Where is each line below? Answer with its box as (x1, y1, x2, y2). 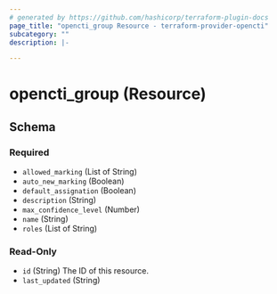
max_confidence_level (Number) (21, 204, 141, 215)
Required (9, 146, 50, 159)
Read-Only (9, 246, 58, 258)
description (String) (21, 195, 96, 206)
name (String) (21, 214, 69, 225)
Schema (9, 119, 56, 135)
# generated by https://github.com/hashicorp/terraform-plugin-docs (9, 12, 269, 22)
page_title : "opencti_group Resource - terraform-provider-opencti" (9, 21, 269, 30)
